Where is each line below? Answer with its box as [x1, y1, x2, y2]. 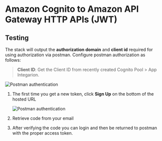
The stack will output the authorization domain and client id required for [5, 47, 153, 52]
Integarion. [17, 72, 39, 77]
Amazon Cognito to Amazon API [5, 3, 139, 15]
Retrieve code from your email [12, 115, 74, 121]
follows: [5, 57, 21, 63]
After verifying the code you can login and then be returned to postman [12, 125, 158, 131]
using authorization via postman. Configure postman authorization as [5, 52, 145, 58]
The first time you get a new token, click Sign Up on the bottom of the [12, 91, 154, 97]
